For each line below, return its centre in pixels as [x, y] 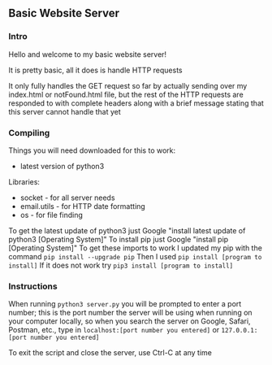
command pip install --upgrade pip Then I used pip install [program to [135, 256]
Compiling [29, 133]
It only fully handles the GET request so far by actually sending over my [128, 85]
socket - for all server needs [67, 198]
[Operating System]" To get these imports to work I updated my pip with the [135, 248]
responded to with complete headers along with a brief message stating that [136, 103]
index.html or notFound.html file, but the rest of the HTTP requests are [126, 94]
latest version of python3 [62, 166]
